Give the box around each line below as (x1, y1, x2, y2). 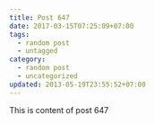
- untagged (17, 47, 58, 56)
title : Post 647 (9, 13, 70, 22)
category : (9, 55, 47, 64)
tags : (9, 30, 30, 39)
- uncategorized (17, 72, 78, 81)
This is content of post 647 (9, 104, 109, 115)
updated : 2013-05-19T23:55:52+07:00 (9, 80, 146, 89)
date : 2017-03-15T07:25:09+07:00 (9, 22, 134, 31)
